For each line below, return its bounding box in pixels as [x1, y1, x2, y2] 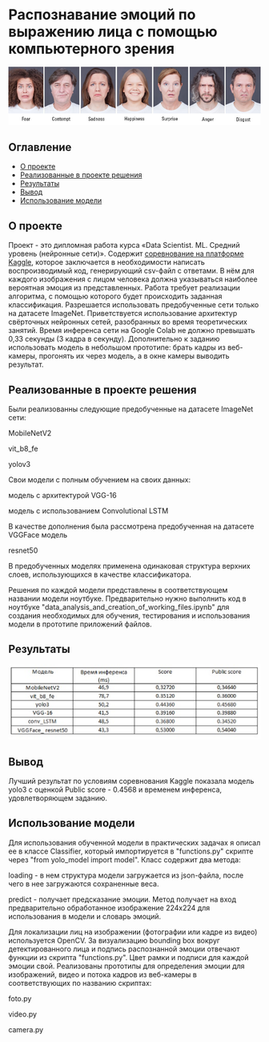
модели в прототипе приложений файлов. [8, 619, 152, 629]
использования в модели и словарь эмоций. [8, 911, 162, 921]
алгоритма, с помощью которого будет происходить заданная [8, 291, 223, 302]
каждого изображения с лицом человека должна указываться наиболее [8, 274, 258, 284]
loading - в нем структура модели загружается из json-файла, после [8, 870, 244, 880]
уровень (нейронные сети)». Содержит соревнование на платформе [8, 249, 244, 258]
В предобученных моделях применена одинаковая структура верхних [8, 562, 251, 571]
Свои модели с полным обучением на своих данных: [8, 475, 191, 485]
